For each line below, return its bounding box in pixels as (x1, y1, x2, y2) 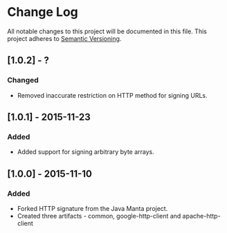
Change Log (7, 4, 78, 20)
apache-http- (182, 212, 221, 220)
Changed (7, 76, 39, 85)
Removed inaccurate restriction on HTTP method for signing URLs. (17, 91, 208, 99)
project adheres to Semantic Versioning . (7, 34, 122, 42)
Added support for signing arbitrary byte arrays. (17, 148, 154, 156)
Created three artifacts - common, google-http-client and (17, 212, 181, 220)
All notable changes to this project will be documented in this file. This (7, 27, 208, 35)
